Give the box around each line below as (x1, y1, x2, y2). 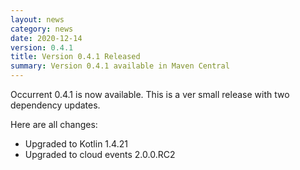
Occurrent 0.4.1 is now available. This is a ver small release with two (10, 89, 290, 100)
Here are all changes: (10, 119, 98, 130)
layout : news (10, 14, 65, 25)
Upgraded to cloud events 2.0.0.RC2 (24, 149, 176, 160)
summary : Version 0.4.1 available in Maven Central (10, 61, 230, 71)
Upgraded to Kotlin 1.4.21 (24, 138, 128, 150)
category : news (10, 24, 74, 34)
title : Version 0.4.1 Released (10, 52, 141, 62)
